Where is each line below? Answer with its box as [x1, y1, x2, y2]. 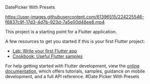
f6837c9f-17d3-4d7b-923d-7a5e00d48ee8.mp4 [5, 19, 105, 25]
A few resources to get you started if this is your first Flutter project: [5, 38, 145, 44]
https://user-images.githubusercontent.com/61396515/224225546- [5, 14, 144, 19]
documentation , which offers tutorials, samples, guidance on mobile [5, 68, 145, 74]
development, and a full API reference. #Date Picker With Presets [5, 74, 139, 79]
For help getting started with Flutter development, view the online [5, 63, 140, 69]
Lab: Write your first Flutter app [12, 48, 77, 54]
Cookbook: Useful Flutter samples [12, 53, 83, 59]
